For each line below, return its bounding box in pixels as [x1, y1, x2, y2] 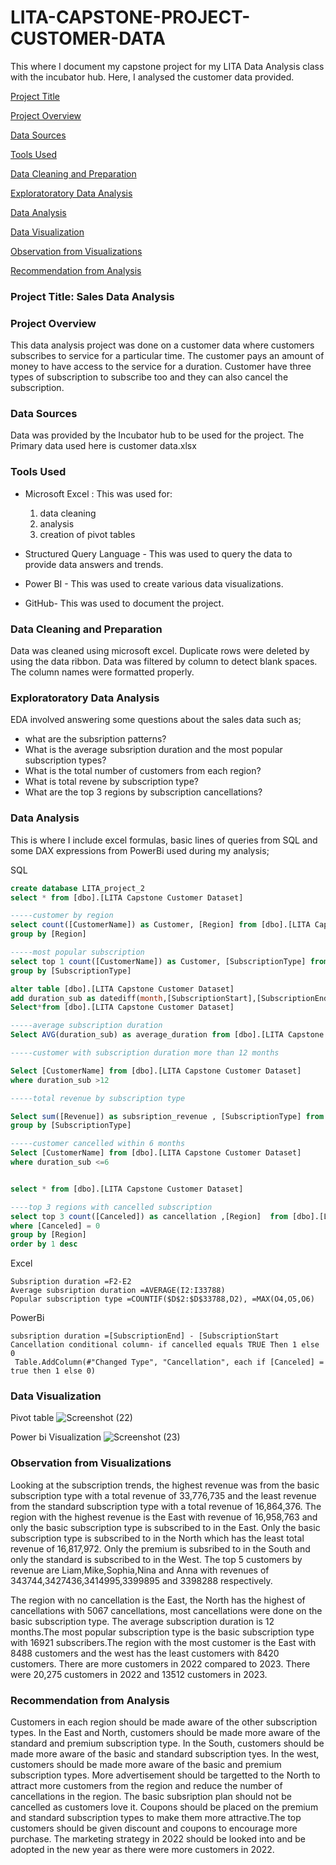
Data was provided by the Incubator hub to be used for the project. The [10, 429, 305, 441]
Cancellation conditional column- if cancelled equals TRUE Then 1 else [10, 1340, 320, 1350]
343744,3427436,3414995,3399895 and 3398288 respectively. [10, 1574, 273, 1586]
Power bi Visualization [10, 1431, 102, 1443]
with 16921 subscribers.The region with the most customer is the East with [10, 1636, 317, 1648]
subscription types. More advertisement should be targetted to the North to [10, 1769, 321, 1781]
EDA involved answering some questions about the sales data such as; [10, 714, 302, 726]
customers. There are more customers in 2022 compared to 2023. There [10, 1657, 311, 1670]
